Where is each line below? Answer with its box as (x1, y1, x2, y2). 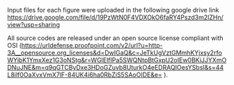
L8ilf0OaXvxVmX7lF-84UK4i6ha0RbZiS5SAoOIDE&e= (7, 70, 162, 79)
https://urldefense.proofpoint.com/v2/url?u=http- (21, 41, 163, 49)
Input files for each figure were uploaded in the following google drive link (7, 6, 219, 14)
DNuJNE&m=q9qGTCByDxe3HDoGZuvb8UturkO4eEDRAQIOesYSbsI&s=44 (7, 64, 224, 71)
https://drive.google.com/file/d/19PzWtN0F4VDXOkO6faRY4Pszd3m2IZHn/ (7, 13, 224, 21)
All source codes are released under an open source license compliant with (7, 34, 224, 42)
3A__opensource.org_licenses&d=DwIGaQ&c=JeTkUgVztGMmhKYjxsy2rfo (7, 48, 223, 57)
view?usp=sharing (7, 21, 61, 28)
